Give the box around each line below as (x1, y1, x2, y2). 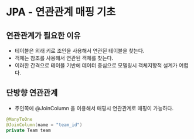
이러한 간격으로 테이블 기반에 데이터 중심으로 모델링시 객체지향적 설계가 (14, 62, 178, 69)
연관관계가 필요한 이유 (6, 30, 81, 40)
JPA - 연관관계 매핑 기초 (6, 5, 116, 19)
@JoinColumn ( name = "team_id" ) (6, 121, 83, 128)
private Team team (6, 127, 51, 133)
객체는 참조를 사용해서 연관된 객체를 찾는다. (14, 55, 114, 62)
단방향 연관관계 (6, 88, 58, 98)
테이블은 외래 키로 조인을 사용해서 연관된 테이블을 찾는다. (14, 48, 145, 54)
